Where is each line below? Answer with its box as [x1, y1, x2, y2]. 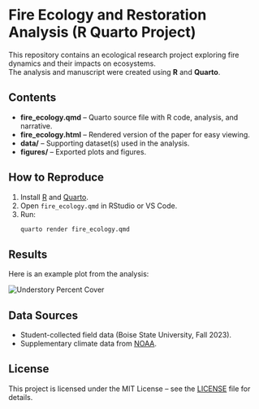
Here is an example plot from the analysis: [8, 269, 149, 279]
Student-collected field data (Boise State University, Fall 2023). [19, 330, 232, 340]
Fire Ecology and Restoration [8, 6, 207, 24]
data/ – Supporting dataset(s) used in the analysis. [19, 138, 190, 148]
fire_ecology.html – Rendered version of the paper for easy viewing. [19, 129, 250, 139]
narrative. [19, 120, 53, 131]
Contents [8, 91, 57, 105]
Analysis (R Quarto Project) [8, 23, 196, 41]
